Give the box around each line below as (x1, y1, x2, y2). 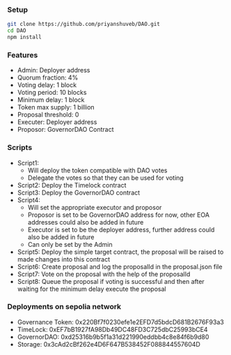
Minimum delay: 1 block (17, 96, 85, 104)
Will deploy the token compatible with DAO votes (27, 166, 168, 174)
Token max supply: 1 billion (17, 103, 95, 112)
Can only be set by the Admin (27, 240, 113, 248)
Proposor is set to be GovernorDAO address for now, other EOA (27, 211, 210, 219)
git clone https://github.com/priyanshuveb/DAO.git (7, 21, 160, 28)
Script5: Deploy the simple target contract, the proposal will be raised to (17, 248, 224, 256)
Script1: (17, 158, 40, 167)
